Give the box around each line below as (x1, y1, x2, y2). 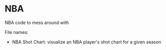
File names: (5, 29, 29, 35)
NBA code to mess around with (5, 19, 69, 25)
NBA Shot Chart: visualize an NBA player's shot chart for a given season (12, 38, 161, 45)
